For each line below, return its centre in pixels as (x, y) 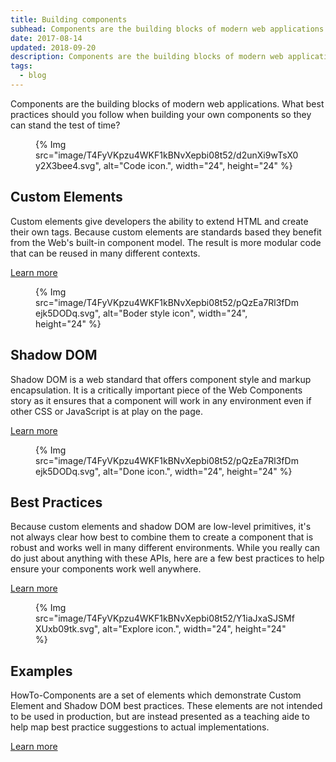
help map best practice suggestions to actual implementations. (140, 727)
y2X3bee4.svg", (68, 165)
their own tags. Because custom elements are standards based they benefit (166, 232)
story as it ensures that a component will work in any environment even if (161, 400)
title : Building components (69, 19)
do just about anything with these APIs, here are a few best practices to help (167, 558)
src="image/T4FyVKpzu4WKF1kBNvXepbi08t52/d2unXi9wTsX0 (167, 155)
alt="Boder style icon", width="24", (175, 313)
